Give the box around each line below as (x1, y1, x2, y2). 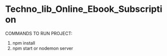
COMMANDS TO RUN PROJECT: (5, 30, 72, 36)
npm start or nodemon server (12, 45, 73, 51)
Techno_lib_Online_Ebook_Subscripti (5, 3, 162, 15)
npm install (12, 40, 35, 46)
